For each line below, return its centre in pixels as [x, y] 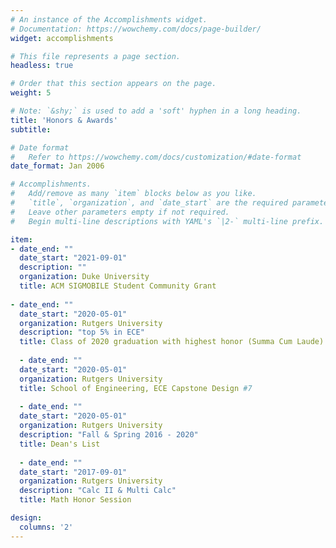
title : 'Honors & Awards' [64, 120]
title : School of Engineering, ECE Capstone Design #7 [136, 388]
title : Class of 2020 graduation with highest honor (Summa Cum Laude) [172, 342]
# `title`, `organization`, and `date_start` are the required [149, 203]
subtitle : [31, 129]
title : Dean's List [60, 444]
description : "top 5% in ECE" [82, 332]
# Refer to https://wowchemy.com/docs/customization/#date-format [156, 157]
